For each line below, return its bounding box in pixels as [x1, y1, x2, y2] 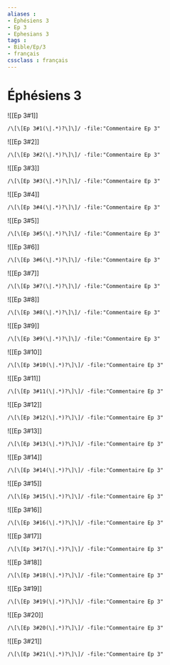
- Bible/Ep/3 [7, 43, 46, 51]
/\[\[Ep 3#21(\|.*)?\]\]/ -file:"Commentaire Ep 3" [7, 650, 164, 658]
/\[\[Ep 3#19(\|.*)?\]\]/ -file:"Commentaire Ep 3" [7, 598, 164, 605]
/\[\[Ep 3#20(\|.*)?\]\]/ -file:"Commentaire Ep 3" [7, 624, 164, 632]
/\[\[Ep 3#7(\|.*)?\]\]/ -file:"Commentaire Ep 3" [7, 282, 161, 289]
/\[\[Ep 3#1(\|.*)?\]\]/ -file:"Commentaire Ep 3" [7, 125, 161, 132]
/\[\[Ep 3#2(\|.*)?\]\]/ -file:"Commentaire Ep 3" [7, 151, 161, 158]
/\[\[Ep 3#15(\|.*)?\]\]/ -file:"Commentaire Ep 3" [7, 493, 164, 500]
